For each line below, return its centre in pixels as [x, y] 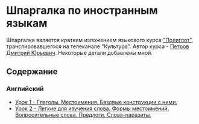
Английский [25, 89]
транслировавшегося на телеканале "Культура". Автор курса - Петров [98, 46]
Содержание [32, 72]
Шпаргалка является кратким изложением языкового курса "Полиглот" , [100, 40]
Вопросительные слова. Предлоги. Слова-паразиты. [83, 114]
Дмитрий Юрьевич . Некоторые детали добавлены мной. [79, 52]
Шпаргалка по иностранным [82, 11]
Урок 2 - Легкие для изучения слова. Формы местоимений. [92, 108]
